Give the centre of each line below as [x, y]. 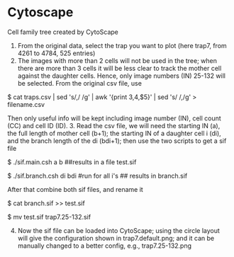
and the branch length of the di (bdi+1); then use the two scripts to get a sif [117, 141]
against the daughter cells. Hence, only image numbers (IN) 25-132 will [121, 76]
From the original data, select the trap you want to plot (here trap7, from [122, 45]
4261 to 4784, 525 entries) [56, 53]
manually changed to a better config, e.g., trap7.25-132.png [105, 246]
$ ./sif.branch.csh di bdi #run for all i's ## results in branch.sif [97, 176]
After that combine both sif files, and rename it [75, 189]
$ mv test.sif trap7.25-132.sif [49, 217]
